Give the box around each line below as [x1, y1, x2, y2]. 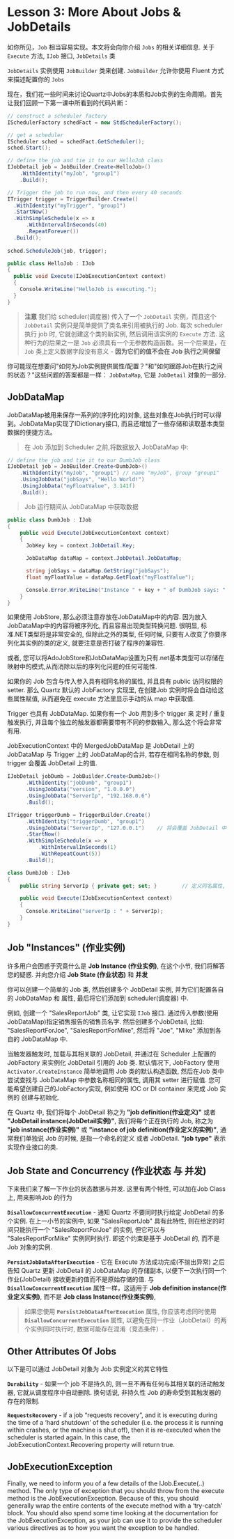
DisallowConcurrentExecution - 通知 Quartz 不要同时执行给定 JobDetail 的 [7, 1208, 219, 1217]
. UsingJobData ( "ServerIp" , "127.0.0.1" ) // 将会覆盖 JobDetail [25, 825, 219, 831]
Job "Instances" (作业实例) [7, 942, 126, 954]
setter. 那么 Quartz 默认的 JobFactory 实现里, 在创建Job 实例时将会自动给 [7, 686, 218, 694]
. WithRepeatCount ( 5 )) [38, 850, 101, 857]
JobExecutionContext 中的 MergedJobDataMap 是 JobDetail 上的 [7, 742, 195, 750]
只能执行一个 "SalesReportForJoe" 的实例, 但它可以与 [13, 1226, 166, 1234]
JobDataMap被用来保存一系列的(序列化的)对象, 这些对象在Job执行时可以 [7, 410, 216, 419]
